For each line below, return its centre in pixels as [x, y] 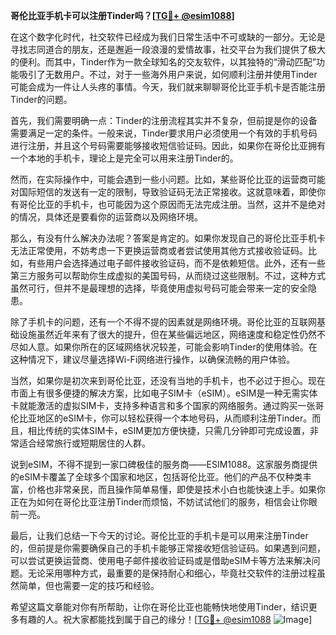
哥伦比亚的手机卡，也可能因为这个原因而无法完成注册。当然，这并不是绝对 [172, 204]
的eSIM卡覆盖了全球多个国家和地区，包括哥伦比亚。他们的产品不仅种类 [156, 477]
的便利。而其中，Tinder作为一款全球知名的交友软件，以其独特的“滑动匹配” [163, 62]
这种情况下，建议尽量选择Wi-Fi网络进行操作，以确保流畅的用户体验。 [153, 359]
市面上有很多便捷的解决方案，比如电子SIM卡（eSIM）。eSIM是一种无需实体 [164, 393]
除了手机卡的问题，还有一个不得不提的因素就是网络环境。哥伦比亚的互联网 [163, 322]
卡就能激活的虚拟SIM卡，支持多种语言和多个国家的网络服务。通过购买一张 [163, 405]
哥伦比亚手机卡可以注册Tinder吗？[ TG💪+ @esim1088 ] [122, 15]
